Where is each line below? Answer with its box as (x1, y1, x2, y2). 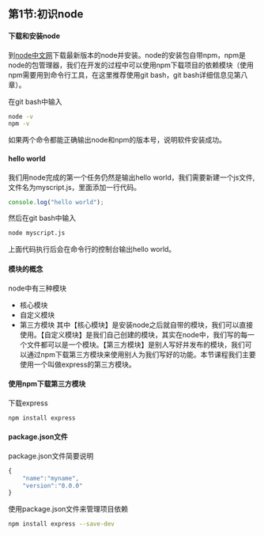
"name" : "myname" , (22, 474, 80, 482)
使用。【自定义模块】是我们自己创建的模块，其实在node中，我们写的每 (19, 329, 248, 339)
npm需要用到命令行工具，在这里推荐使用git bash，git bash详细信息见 (8, 70, 235, 79)
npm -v (8, 120, 30, 128)
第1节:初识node (8, 7, 84, 21)
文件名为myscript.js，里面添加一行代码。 (8, 182, 141, 192)
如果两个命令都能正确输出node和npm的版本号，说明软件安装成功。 (8, 135, 227, 145)
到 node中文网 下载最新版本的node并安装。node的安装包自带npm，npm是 (8, 50, 247, 59)
